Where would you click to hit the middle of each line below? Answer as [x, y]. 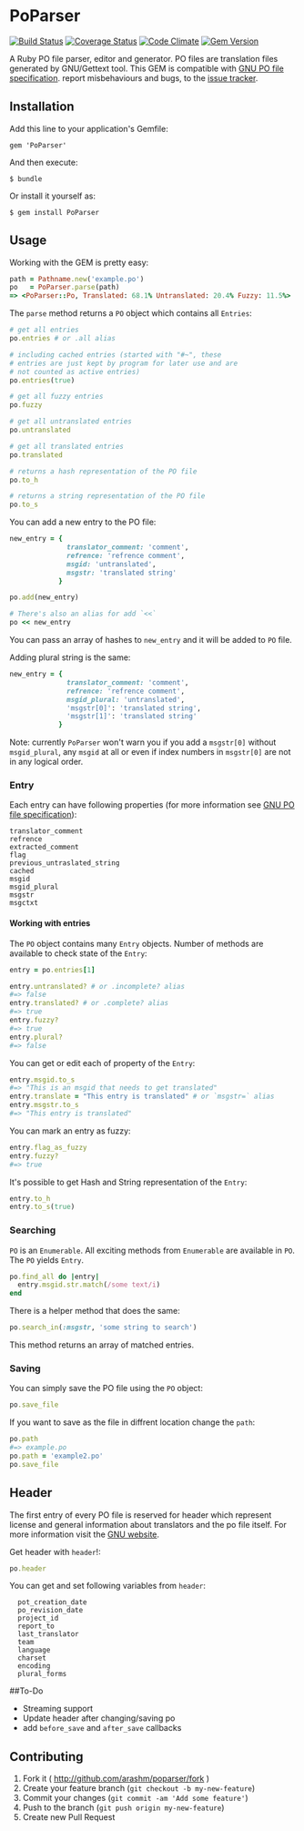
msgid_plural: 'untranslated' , [126, 699]
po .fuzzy [26, 405]
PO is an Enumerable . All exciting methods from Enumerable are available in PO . [152, 1250]
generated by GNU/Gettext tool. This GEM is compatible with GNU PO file [147, 68]
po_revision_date [51, 1611]
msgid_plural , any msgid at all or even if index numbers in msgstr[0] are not [150, 752]
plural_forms [42, 1674]
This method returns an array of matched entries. [101, 1345]
